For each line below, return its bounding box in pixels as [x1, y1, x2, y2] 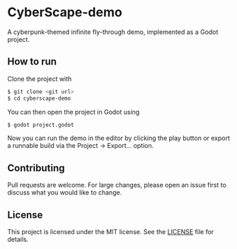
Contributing [7, 162, 65, 174]
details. [7, 235, 29, 243]
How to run [7, 56, 57, 68]
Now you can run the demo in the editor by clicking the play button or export [7, 134, 231, 142]
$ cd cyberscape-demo [7, 95, 71, 102]
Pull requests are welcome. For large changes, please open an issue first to [7, 181, 226, 190]
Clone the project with [7, 74, 72, 83]
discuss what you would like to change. [7, 188, 122, 197]
